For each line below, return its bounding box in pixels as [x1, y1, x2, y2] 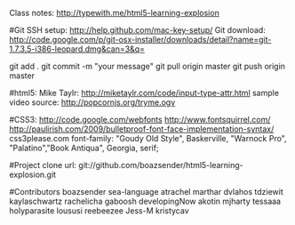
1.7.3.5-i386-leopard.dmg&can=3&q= [9, 44, 145, 54]
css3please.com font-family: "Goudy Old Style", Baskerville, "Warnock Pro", [9, 133, 287, 143]
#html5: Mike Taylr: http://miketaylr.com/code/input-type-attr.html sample [9, 88, 280, 98]
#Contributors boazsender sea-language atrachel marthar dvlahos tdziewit [9, 187, 283, 197]
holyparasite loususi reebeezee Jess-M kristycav [9, 205, 189, 216]
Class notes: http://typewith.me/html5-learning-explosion [9, 8, 219, 18]
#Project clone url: [9, 160, 77, 170]
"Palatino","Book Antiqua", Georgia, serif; [9, 142, 159, 153]
